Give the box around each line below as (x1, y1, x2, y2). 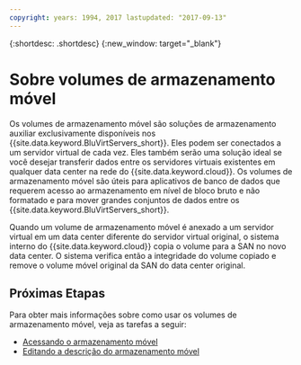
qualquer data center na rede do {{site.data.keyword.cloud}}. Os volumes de (9, 165, 293, 176)
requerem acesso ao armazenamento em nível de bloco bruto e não (9, 185, 261, 196)
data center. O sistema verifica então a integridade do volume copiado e (9, 250, 277, 261)
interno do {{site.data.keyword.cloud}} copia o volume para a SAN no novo (9, 240, 287, 252)
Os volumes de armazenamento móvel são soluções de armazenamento (9, 118, 277, 129)
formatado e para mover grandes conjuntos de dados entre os (9, 194, 240, 205)
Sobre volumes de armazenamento (9, 69, 276, 90)
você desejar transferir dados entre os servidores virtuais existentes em (9, 156, 276, 167)
